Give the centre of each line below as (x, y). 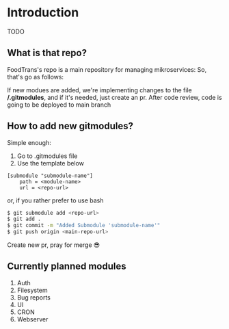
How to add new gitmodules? (70, 126)
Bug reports (34, 297)
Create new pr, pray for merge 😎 (54, 245)
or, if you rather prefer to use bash (55, 200)
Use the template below (50, 163)
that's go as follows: (35, 77)
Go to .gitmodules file (47, 156)
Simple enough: (29, 142)
